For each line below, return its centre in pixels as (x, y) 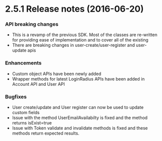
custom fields (26, 113)
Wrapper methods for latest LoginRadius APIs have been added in (78, 79)
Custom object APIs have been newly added (57, 74)
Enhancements (23, 63)
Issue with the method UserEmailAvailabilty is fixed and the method (80, 118)
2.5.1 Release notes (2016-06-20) (74, 9)
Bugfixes (16, 97)
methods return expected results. (46, 133)
